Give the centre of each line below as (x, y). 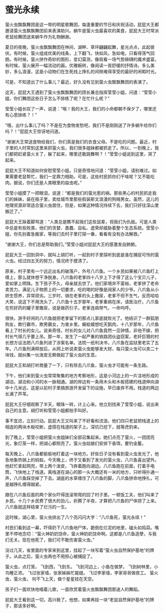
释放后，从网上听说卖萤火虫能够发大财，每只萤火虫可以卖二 (95, 349)
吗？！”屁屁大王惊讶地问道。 (34, 131)
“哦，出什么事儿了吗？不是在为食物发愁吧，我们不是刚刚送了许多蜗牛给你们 (81, 125)
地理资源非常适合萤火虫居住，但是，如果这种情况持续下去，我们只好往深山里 (82, 205)
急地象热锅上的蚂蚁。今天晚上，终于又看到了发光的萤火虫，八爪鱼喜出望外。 (82, 460)
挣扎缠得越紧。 (29, 484)
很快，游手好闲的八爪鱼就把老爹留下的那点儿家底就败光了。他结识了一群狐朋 (82, 318)
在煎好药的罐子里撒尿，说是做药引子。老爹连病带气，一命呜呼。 (69, 308)
